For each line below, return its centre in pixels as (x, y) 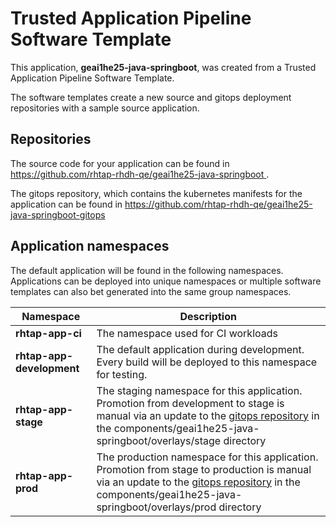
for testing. (122, 374)
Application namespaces (90, 246)
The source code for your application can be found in (120, 163)
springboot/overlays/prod (156, 507)
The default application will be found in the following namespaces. (147, 270)
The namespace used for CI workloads (187, 333)
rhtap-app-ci (48, 333)
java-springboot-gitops (58, 214)
